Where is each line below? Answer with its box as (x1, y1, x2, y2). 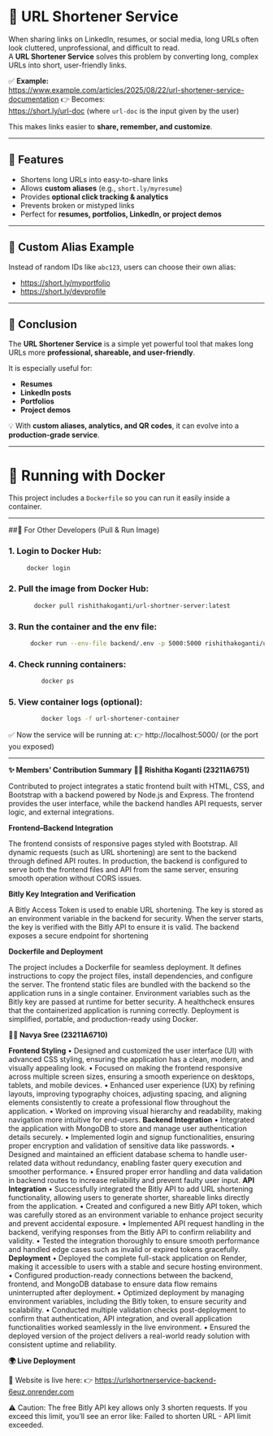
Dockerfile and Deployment (8, 947, 103, 957)
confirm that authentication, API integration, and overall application (8, 1314, 232, 1324)
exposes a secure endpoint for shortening (8, 931, 149, 941)
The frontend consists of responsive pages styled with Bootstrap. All (8, 839, 238, 849)
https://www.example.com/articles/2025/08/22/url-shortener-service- (8, 85, 245, 94)
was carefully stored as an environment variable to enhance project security (8, 1210, 264, 1220)
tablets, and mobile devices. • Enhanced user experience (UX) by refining (8, 1080, 256, 1090)
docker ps (41, 677, 75, 686)
